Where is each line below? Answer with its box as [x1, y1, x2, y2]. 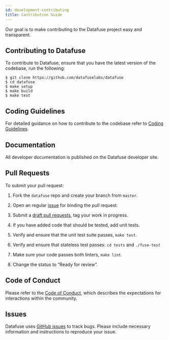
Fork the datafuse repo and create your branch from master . [12, 192, 138, 198]
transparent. [5, 32, 31, 38]
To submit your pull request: [5, 182, 64, 189]
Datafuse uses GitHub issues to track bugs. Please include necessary [5, 323, 151, 329]
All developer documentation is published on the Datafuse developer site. [5, 154, 159, 160]
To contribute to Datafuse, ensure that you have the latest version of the [5, 60, 156, 66]
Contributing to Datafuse [5, 46, 86, 55]
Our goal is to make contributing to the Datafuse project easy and [5, 26, 142, 32]
